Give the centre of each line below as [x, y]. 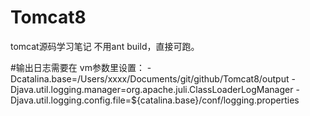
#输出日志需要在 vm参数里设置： [77, 67]
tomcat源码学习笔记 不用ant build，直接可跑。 [105, 46]
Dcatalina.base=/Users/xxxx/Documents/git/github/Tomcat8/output [150, 78]
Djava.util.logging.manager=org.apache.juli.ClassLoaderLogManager [152, 89]
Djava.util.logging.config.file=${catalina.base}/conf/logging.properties [155, 100]
